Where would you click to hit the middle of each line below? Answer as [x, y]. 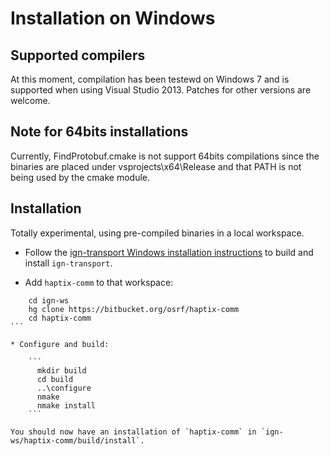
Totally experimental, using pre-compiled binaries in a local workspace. [157, 233]
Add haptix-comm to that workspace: [99, 282]
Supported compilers [78, 55]
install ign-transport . [68, 263]
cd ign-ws [49, 300]
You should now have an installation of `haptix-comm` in [133, 432]
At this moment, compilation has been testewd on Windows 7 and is [150, 79]
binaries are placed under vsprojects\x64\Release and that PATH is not [156, 166]
